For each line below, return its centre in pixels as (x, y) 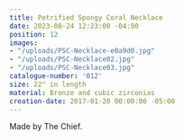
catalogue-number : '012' (56, 76)
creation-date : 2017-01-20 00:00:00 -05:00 (92, 101)
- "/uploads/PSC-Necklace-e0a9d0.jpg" (82, 51)
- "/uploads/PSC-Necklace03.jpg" (72, 68)
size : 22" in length (48, 84)
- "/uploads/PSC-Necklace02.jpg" (72, 59)
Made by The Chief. (46, 127)
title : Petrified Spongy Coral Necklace (87, 17)
